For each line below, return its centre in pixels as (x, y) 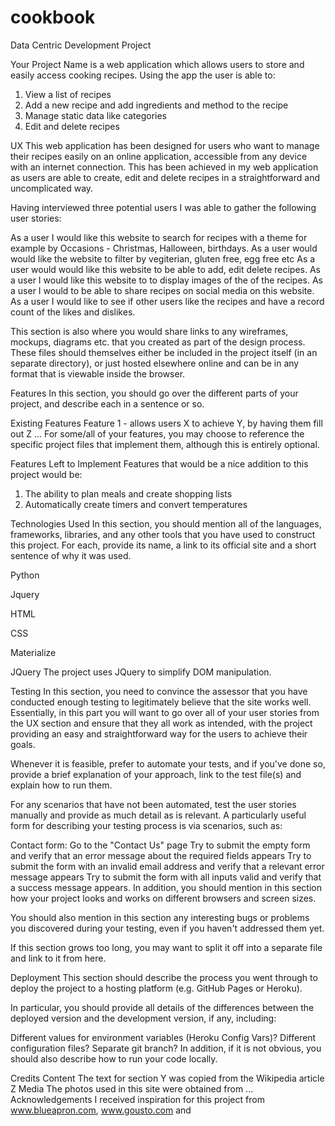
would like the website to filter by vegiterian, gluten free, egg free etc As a (163, 258)
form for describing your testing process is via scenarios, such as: (146, 825)
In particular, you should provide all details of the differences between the (162, 1007)
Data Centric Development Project (81, 45)
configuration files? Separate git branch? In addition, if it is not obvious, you (166, 1048)
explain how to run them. (61, 785)
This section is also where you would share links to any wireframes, (149, 331)
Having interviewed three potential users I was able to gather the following (163, 207)
